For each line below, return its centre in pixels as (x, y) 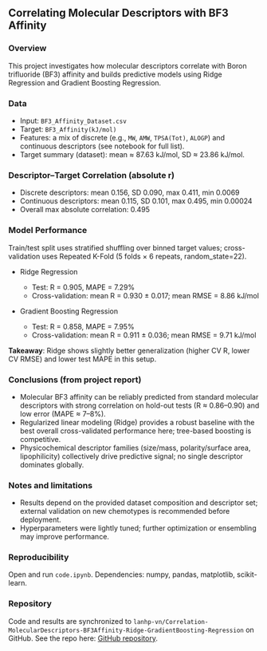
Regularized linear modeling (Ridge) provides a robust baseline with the (137, 422)
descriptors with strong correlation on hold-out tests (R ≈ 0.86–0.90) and (139, 405)
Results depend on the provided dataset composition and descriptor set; (139, 503)
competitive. (40, 439)
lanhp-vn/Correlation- (171, 621)
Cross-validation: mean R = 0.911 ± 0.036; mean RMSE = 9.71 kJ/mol (144, 335)
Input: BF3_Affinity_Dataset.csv (73, 120)
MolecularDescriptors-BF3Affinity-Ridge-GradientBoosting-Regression (126, 630)
